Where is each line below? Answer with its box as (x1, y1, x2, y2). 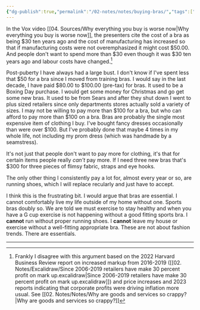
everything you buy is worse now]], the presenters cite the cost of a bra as (6, 31, 189, 39)
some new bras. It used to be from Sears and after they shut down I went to (6, 95, 192, 102)
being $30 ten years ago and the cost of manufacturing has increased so (6, 37, 186, 45)
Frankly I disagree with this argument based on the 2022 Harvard (14, 253, 175, 260)
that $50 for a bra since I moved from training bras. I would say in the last (6, 76, 186, 83)
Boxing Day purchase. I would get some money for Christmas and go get (6, 88, 185, 95)
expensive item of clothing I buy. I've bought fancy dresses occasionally (6, 120, 183, 127)
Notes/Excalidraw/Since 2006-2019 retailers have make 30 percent (14, 265, 180, 273)
